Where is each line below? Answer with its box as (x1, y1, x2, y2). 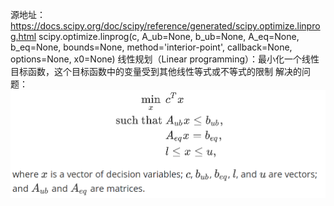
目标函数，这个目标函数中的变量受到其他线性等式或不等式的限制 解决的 (10, 66, 302, 77)
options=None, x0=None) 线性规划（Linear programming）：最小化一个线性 (10, 53, 320, 65)
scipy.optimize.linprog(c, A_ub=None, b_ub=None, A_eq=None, (38, 31, 300, 42)
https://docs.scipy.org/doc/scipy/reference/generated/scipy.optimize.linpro (10, 20, 321, 32)
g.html (10, 31, 37, 42)
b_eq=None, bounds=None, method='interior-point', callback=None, (10, 41, 293, 53)
